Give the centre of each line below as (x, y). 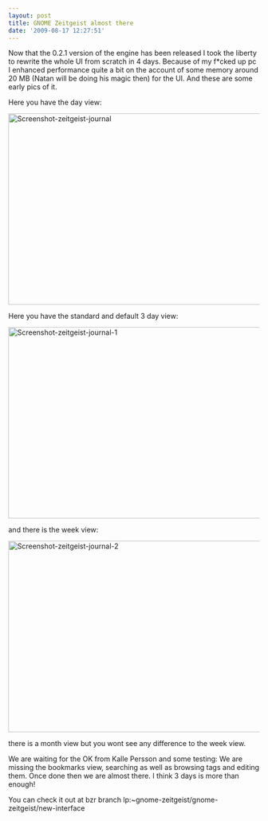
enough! (22, 784)
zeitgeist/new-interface (47, 808)
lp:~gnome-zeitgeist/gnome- (171, 800)
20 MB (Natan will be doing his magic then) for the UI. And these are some (130, 79)
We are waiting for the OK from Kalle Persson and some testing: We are (126, 759)
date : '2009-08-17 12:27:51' (57, 30)
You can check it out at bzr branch (65, 800)
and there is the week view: (53, 530)
